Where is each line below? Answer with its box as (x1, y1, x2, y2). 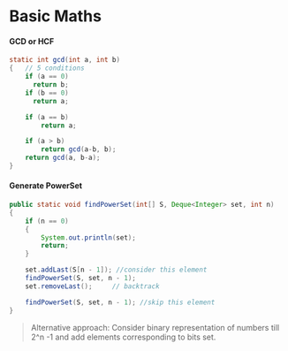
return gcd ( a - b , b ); (41, 145, 117, 154)
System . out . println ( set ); (41, 233, 137, 242)
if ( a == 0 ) (25, 72, 69, 81)
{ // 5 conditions (9, 64, 86, 72)
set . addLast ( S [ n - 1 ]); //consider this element (25, 265, 208, 275)
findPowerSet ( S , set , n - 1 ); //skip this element (25, 298, 216, 307)
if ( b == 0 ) (25, 88, 69, 97)
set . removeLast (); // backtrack (25, 281, 161, 291)
